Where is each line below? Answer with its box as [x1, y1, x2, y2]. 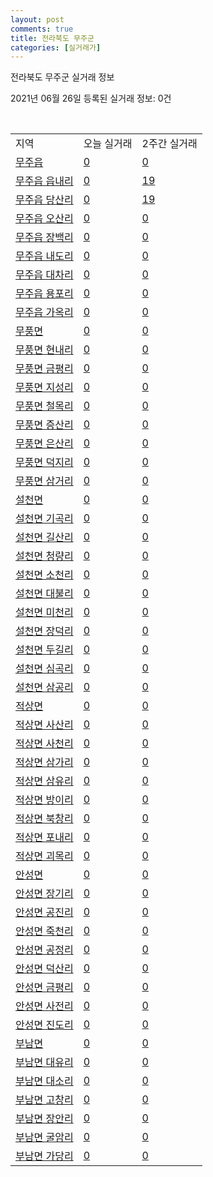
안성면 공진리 [15, 906, 74, 920]
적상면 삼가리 [15, 756, 74, 770]
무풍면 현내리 [15, 343, 74, 357]
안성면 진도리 [15, 1018, 74, 1032]
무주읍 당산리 [15, 193, 74, 207]
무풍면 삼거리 [15, 474, 74, 488]
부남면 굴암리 [15, 1131, 74, 1145]
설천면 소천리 [15, 568, 74, 582]
